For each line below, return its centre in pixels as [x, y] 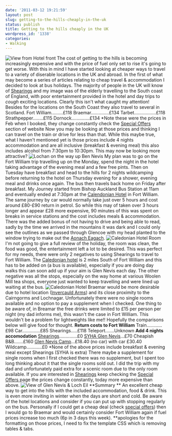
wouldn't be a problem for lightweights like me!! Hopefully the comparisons [84, 320]
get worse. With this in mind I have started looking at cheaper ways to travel [85, 69]
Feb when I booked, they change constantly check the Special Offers [78, 123]
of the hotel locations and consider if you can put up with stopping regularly [85, 401]
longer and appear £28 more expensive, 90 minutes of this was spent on [82, 210]
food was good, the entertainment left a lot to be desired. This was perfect [84, 249]
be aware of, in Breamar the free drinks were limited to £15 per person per [83, 309]
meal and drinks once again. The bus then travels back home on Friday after [86, 183]
